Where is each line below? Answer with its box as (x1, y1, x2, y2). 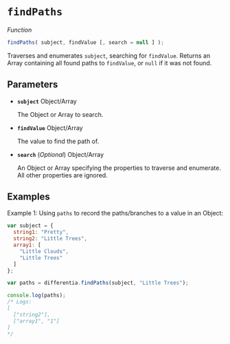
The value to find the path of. (16, 137, 100, 145)
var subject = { (7, 222, 54, 229)
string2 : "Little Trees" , (13, 235, 88, 242)
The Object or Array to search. (16, 110, 104, 118)
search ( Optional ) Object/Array (16, 150, 104, 158)
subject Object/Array (16, 97, 77, 105)
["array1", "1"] (13, 317, 60, 325)
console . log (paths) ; (7, 292, 67, 299)
